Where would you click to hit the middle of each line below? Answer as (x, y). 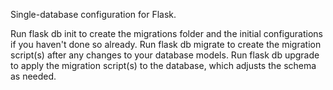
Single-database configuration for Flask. (93, 14)
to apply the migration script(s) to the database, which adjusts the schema (163, 65)
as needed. (33, 76)
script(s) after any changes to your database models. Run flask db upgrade (165, 55)
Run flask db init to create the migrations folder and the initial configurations (166, 33)
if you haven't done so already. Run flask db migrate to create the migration (166, 44)
